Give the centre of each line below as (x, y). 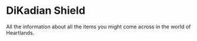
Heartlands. (20, 32)
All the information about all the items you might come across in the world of (98, 27)
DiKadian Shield (46, 11)
